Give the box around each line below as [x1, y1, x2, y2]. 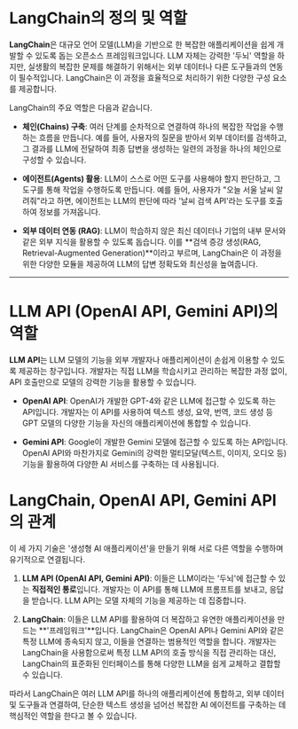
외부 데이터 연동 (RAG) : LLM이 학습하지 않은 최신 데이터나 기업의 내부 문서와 [21, 225, 286, 236]
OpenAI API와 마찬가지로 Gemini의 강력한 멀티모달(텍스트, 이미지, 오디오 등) [21, 447, 287, 458]
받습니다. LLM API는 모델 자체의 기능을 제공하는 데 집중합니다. [31, 595, 247, 606]
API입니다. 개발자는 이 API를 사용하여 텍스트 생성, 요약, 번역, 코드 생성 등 [21, 406, 273, 417]
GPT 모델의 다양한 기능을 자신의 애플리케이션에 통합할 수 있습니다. [21, 418, 251, 428]
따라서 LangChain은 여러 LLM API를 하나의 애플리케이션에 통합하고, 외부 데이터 [9, 688, 285, 699]
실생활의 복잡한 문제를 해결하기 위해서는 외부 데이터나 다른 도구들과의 [27, 61, 268, 72]
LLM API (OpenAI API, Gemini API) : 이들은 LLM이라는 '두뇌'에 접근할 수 [21, 573, 277, 584]
